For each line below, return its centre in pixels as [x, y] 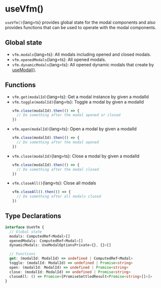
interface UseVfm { [25, 227]
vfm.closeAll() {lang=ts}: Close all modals [54, 183]
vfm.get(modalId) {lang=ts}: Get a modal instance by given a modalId [80, 97]
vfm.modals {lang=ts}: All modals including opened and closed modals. [81, 54]
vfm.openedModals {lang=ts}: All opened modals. [59, 60]
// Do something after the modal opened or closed [69, 115]
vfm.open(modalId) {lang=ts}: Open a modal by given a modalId [74, 129]
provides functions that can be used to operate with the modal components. [80, 27]
